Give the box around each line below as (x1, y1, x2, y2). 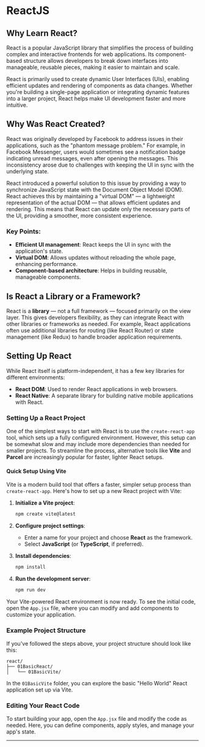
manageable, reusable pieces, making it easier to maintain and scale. (6, 63, 180, 71)
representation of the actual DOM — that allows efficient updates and (6, 199, 181, 206)
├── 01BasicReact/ (6, 663, 53, 670)
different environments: (6, 374, 65, 381)
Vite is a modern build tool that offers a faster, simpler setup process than (6, 481, 191, 488)
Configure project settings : (15, 522, 85, 530)
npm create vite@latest (15, 511, 76, 518)
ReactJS (6, 4, 50, 18)
